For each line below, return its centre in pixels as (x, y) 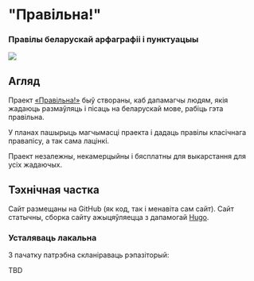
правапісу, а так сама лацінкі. (59, 141)
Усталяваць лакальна (53, 238)
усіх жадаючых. (35, 165)
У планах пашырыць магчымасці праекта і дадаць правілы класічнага (127, 133)
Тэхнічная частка (54, 189)
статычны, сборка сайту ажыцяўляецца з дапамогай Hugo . (109, 217)
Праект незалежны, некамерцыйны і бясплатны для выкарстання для (127, 156)
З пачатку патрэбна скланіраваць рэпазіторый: (89, 255)
